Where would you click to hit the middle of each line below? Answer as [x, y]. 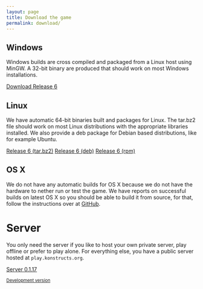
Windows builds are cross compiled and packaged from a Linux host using [99, 62]
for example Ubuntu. [32, 139]
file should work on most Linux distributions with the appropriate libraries [97, 126]
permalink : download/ [34, 23]
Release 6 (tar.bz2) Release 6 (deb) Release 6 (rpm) [71, 151]
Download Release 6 [32, 87]
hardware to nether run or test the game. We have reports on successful [96, 191]
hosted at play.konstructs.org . [45, 258]
